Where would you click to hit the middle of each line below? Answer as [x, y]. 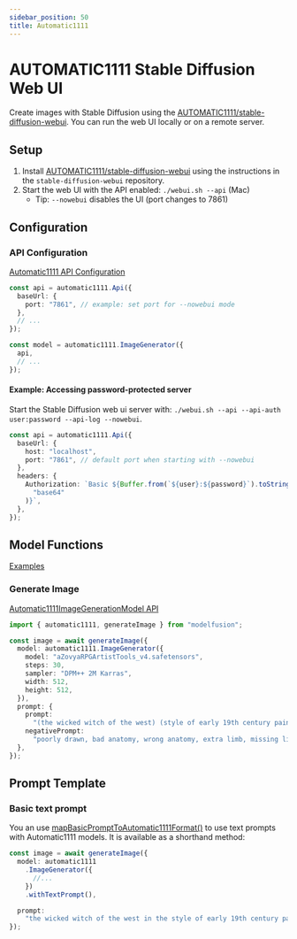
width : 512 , [47, 681]
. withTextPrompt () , [61, 895]
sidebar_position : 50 [49, 17]
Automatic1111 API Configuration [67, 272]
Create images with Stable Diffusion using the [92, 112]
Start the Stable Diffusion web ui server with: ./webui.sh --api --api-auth [145, 409]
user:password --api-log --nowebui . [76, 419]
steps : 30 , [45, 666]
